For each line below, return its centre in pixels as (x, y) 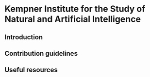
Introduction (24, 37)
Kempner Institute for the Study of (75, 9)
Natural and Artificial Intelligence (73, 19)
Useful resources (31, 70)
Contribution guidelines (41, 54)
